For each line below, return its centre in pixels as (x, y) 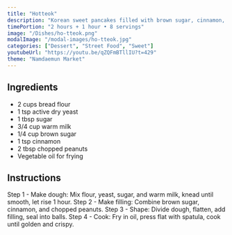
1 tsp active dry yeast (48, 112)
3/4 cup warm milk (44, 126)
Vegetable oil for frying (50, 156)
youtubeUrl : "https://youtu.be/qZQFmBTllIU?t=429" (82, 53)
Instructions (34, 177)
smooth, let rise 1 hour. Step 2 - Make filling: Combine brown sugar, (103, 202)
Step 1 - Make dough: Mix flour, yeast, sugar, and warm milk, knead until (110, 195)
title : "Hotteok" (32, 14)
